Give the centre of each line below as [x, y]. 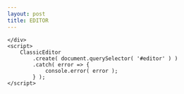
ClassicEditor [41, 52]
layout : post [26, 14]
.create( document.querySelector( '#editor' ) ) [105, 58]
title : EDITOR [28, 20]
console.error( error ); [81, 71]
